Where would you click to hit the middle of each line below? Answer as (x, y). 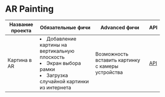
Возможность (112, 54)
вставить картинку (118, 60)
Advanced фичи (120, 27)
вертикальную (57, 51)
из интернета (55, 87)
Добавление (61, 39)
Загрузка (57, 75)
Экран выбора (64, 63)
